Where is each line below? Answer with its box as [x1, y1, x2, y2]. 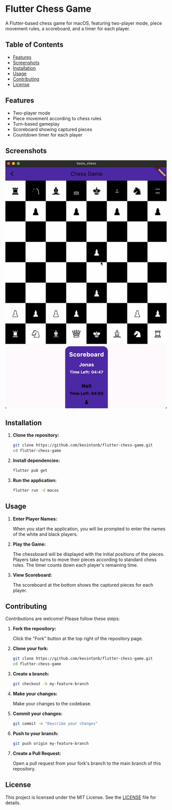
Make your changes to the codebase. [12, 700, 92, 706]
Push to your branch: [12, 730, 59, 737]
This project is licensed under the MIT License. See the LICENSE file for [5, 794, 157, 800]
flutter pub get [12, 468, 48, 473]
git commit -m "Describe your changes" [12, 721, 98, 726]
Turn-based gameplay [12, 121, 60, 127]
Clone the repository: [12, 432, 59, 438]
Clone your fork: [12, 645, 49, 652]
